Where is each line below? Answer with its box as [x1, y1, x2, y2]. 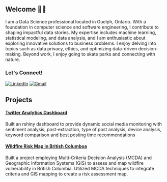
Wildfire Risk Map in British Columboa [5, 143, 88, 149]
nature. [5, 56, 20, 63]
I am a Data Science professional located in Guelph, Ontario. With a [5, 18, 146, 24]
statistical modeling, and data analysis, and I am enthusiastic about [5, 35, 146, 41]
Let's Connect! [5, 69, 43, 76]
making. [5, 51, 22, 57]
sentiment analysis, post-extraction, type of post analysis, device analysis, [5, 126, 162, 132]
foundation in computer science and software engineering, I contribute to [5, 24, 159, 30]
